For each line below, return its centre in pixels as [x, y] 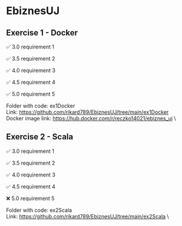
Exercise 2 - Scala [40, 137]
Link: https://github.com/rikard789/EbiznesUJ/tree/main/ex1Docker [87, 112]
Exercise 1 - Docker [42, 33]
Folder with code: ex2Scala [39, 210]
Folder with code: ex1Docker [41, 106]
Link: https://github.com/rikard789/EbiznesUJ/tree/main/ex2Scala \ [87, 216]
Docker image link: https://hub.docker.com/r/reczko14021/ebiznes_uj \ [91, 118]
